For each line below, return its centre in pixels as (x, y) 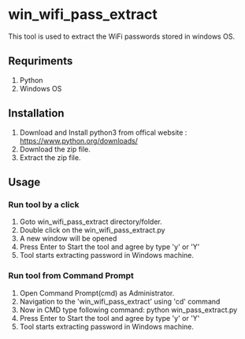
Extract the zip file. (50, 157)
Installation (36, 113)
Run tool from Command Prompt (71, 276)
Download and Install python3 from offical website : (103, 132)
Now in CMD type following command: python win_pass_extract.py (128, 310)
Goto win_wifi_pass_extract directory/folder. (91, 222)
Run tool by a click (44, 204)
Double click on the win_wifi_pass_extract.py (92, 230)
